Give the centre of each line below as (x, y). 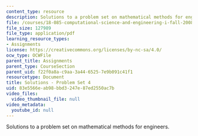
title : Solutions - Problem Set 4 (49, 83)
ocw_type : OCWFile (29, 55)
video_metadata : (26, 105)
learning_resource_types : (38, 39)
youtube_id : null (33, 110)
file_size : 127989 (29, 28)
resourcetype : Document (35, 77)
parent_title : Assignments (39, 61)
